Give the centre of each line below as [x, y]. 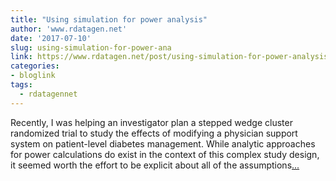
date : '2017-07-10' [51, 38]
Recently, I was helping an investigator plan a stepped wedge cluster [151, 122]
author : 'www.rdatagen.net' [69, 29]
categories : [35, 66]
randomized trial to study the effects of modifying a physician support [154, 133]
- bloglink [33, 76]
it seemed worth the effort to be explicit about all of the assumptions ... [155, 165]
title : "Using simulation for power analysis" [109, 19]
